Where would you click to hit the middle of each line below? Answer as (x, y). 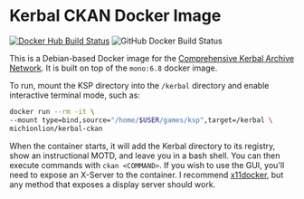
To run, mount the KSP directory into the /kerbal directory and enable (139, 85)
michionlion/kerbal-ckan (56, 128)
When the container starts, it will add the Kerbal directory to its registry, (142, 146)
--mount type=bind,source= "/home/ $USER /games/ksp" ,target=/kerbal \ (141, 120)
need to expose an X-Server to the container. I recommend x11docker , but (147, 175)
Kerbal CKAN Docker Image (115, 16)
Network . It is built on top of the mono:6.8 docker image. (114, 68)
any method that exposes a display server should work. (113, 184)
